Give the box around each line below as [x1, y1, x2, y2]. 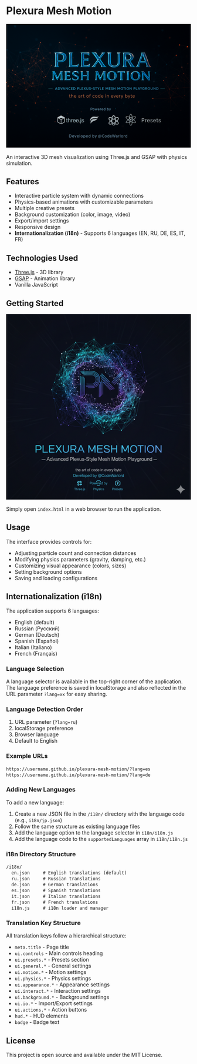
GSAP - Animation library [14, 275, 76, 282]
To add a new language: [6, 799, 64, 806]
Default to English [14, 737, 57, 744]
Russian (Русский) [14, 625, 60, 632]
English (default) [14, 619, 55, 626]
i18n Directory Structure [6, 850, 76, 858]
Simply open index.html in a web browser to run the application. [6, 506, 161, 513]
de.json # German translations [11, 882, 98, 888]
